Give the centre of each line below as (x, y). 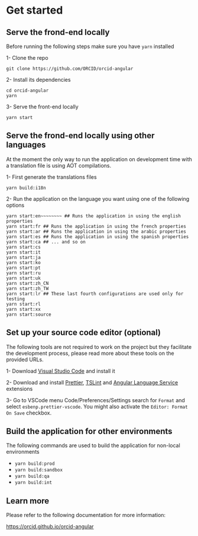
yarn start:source (29, 314)
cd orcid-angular (27, 91)
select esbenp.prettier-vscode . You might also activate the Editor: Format (97, 406)
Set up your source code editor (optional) (84, 333)
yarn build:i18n (26, 188)
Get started (35, 10)
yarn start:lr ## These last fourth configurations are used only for (95, 294)
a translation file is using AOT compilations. (59, 165)
